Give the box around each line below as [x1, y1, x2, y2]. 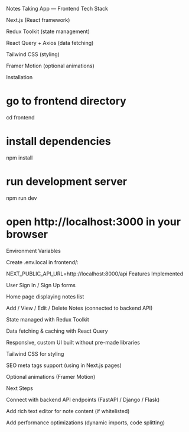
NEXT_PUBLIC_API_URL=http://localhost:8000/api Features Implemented [6, 270, 184, 277]
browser [6, 228, 48, 241]
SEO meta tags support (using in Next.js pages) [6, 362, 122, 369]
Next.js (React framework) [6, 17, 70, 23]
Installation [6, 74, 33, 80]
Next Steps [6, 384, 34, 392]
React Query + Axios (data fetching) [6, 40, 94, 46]
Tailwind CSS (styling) [6, 51, 60, 58]
